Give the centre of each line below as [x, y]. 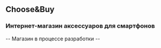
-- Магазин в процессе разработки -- [53, 38]
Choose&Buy [30, 10]
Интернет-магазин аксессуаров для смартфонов [80, 26]
